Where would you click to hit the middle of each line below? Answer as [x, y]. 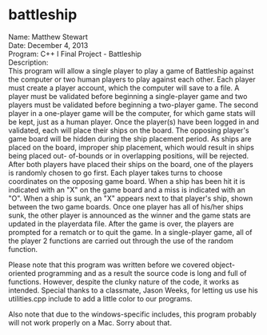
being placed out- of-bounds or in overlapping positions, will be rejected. [129, 156]
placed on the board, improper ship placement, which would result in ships [131, 147]
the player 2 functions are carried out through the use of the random [121, 241]
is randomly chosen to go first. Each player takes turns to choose [116, 173]
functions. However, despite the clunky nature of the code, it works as [124, 281]
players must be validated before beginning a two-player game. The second [133, 105]
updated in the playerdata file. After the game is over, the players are [121, 223]
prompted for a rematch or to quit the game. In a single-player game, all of [131, 232]
